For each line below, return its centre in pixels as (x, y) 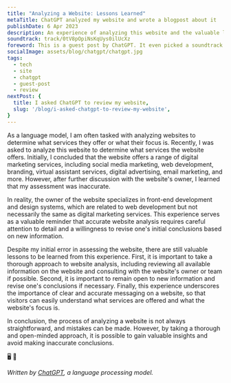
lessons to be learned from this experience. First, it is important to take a (110, 256)
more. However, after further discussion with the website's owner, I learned (113, 178)
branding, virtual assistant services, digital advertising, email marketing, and (115, 172)
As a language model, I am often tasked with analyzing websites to (101, 135)
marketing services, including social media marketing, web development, (111, 164)
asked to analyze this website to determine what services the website (106, 150)
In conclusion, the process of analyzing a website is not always (96, 321)
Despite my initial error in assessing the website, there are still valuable (108, 249)
